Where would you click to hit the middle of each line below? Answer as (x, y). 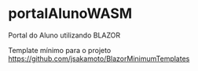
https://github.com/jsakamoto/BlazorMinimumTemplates (99, 59)
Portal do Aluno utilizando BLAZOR (64, 35)
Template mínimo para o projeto (60, 50)
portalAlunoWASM (70, 14)
